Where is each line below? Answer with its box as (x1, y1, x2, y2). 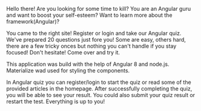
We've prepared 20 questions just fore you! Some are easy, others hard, (6, 36, 186, 43)
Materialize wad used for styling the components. (6, 67, 130, 74)
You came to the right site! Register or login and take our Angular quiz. (6, 30, 182, 37)
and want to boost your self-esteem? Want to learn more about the (6, 11, 173, 19)
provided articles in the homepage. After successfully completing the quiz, (6, 85, 193, 92)
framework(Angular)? (6, 18, 59, 25)
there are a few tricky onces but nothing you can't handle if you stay (6, 42, 177, 49)
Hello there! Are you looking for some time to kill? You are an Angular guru (6, 5, 191, 12)
